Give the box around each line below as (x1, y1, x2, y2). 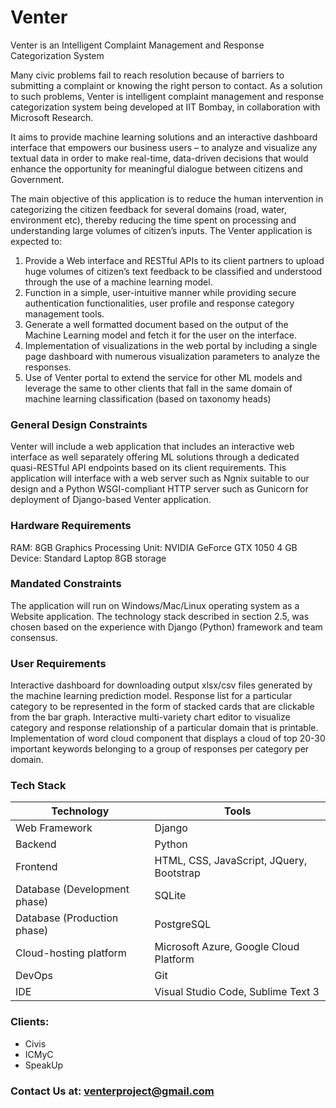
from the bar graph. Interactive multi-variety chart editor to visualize (10, 711, 291, 723)
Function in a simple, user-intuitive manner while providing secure (24, 286, 297, 298)
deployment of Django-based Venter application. (10, 494, 212, 506)
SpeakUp (24, 1059, 64, 1071)
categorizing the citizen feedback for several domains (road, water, (10, 203, 287, 215)
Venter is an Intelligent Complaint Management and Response (10, 39, 265, 51)
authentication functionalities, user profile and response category (24, 297, 295, 309)
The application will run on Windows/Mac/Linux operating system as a (10, 599, 300, 611)
